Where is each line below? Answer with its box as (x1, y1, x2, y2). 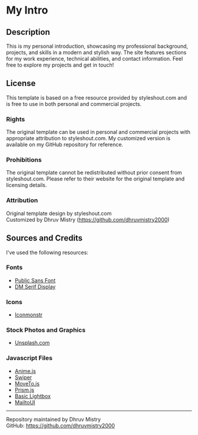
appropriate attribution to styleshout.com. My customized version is (6, 135, 171, 142)
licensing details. (6, 182, 47, 189)
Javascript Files (6, 354, 53, 362)
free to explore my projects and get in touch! (6, 61, 114, 68)
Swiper (14, 374, 32, 381)
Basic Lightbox (14, 393, 51, 400)
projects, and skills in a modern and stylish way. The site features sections (6, 49, 187, 56)
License (6, 78, 36, 88)
